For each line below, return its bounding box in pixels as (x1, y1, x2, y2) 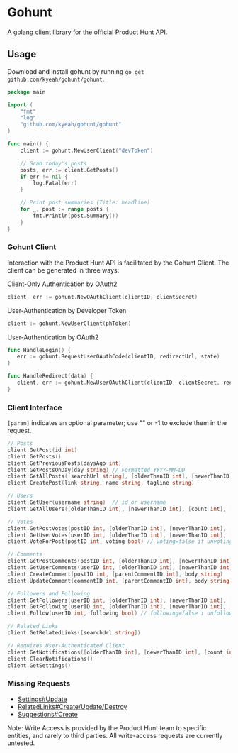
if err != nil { (20, 173, 69, 180)
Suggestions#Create (17, 710, 78, 718)
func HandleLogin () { (7, 346, 72, 353)
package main (7, 88, 46, 96)
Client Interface (7, 402, 62, 412)
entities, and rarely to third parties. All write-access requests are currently (7, 731, 223, 740)
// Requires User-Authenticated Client (7, 642, 125, 649)
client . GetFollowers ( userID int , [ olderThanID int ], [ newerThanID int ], (7, 597, 227, 604)
